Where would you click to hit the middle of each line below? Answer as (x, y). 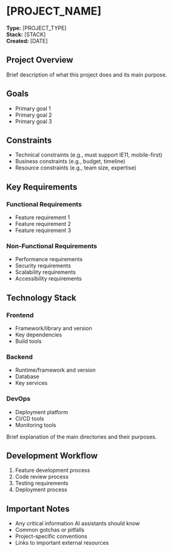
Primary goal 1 (33, 108)
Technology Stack (41, 298)
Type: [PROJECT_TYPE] (36, 28)
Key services (31, 383)
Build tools (28, 341)
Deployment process (41, 489)
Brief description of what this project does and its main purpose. (87, 75)
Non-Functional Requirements (52, 246)
